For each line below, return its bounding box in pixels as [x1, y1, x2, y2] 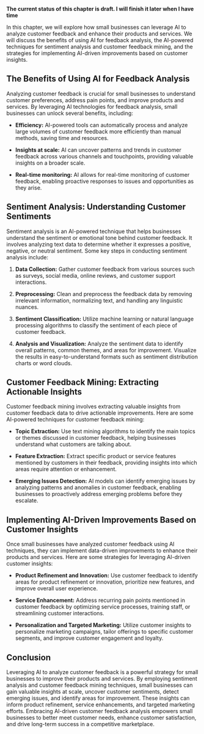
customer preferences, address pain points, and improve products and [6, 96, 184, 103]
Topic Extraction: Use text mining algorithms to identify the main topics [15, 428, 195, 435]
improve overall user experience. [15, 585, 98, 592]
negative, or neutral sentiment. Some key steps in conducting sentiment [6, 247, 188, 254]
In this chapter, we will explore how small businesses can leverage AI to [6, 24, 186, 31]
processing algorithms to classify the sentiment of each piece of [15, 321, 178, 329]
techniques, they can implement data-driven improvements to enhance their [6, 547, 198, 554]
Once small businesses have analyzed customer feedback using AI [6, 541, 175, 548]
